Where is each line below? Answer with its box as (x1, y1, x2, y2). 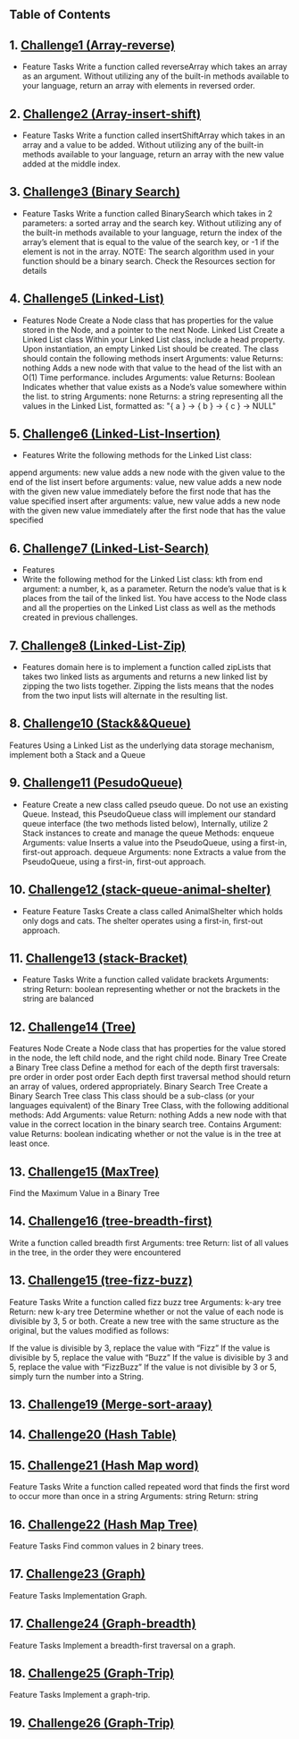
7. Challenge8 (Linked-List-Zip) (9, 638, 186, 653)
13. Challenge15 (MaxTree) (9, 1164, 160, 1179)
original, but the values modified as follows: (9, 1325, 170, 1336)
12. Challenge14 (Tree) (9, 1019, 137, 1034)
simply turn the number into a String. (9, 1370, 145, 1381)
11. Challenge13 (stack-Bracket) (9, 950, 188, 965)
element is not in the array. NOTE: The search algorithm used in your (21, 246, 275, 257)
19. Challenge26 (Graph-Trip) (9, 1715, 175, 1730)
